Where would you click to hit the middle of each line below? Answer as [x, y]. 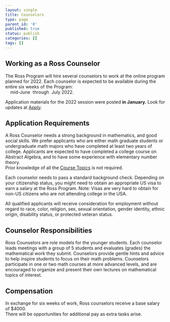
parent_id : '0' [21, 24]
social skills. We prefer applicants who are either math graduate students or [84, 141]
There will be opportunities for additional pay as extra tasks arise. [74, 314]
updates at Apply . [24, 107]
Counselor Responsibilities [49, 230]
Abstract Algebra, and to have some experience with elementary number [81, 157]
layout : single [21, 10]
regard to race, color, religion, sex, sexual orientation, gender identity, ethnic [85, 209]
